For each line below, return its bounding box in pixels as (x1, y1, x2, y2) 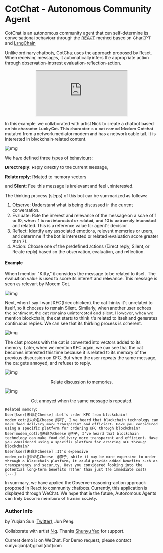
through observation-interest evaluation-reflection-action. (5, 60, 122, 66)
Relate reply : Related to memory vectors (5, 174, 87, 180)
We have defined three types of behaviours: (5, 155, 93, 161)
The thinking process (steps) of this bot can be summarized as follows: (5, 192, 147, 198)
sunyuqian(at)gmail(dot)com (5, 543, 62, 549)
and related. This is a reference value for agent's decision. (12, 222, 129, 228)
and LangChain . (5, 40, 37, 46)
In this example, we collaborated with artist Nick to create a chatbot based (5, 120, 154, 126)
